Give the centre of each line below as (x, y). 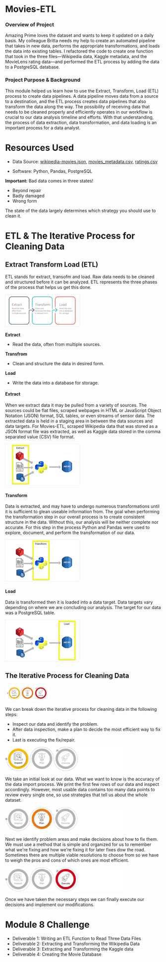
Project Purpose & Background (43, 80)
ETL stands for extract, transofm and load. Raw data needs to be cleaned (80, 276)
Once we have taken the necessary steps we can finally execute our (75, 899)
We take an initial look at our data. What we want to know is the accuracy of (83, 779)
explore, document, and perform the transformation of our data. (70, 533)
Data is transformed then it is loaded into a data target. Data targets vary (79, 602)
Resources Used (40, 148)
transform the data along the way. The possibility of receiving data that (78, 106)
